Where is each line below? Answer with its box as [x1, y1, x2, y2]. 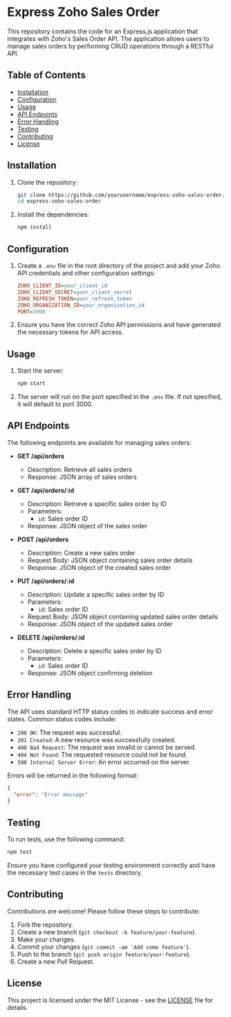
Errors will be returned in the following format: [7, 771, 138, 780]
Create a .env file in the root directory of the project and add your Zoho [17, 262, 220, 269]
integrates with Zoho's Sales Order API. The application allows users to [7, 34, 210, 42]
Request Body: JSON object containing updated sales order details [27, 612, 219, 621]
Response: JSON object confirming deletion [27, 669, 154, 677]
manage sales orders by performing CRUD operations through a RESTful [7, 42, 214, 50]
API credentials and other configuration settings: [17, 269, 156, 277]
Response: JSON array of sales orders [27, 473, 137, 481]
